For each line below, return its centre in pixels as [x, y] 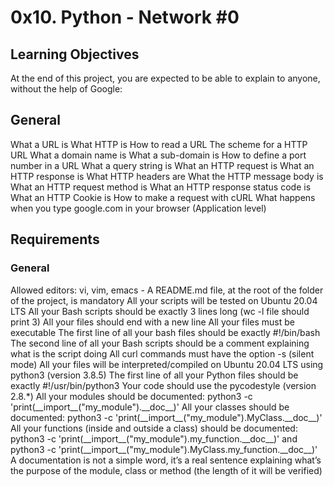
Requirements [55, 239]
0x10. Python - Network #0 [125, 17]
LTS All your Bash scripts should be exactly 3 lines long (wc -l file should [160, 311]
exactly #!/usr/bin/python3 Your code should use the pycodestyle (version [163, 385]
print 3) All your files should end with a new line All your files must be [152, 322]
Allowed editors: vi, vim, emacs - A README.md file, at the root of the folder [167, 290]
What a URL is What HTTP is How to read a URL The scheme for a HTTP [159, 144]
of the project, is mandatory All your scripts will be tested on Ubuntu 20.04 [164, 300]
